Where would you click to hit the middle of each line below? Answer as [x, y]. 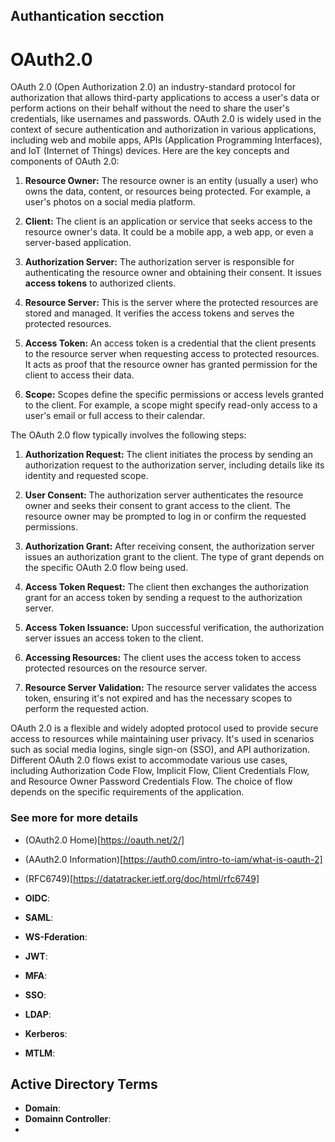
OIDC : [37, 898]
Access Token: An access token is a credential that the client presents [170, 343]
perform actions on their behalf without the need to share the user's [150, 108]
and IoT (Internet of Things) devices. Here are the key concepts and [150, 151]
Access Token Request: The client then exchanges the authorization [167, 587]
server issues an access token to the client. [114, 638]
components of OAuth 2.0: [65, 161]
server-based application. [78, 243]
